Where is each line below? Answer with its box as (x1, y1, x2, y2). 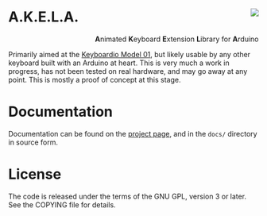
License (8, 165, 62, 183)
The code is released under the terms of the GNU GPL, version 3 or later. (8, 191, 247, 201)
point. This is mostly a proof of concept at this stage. (8, 75, 181, 84)
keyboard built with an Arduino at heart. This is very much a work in (8, 58, 230, 67)
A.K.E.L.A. (8, 8, 79, 26)
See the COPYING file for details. (8, 199, 117, 210)
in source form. (8, 137, 58, 147)
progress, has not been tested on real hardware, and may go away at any (8, 66, 248, 75)
